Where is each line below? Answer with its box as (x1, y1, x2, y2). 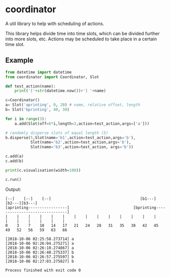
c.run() (5, 177, 22, 182)
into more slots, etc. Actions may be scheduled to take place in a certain (5, 36, 157, 42)
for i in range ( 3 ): (5, 116, 47, 121)
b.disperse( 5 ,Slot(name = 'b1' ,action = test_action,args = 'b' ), (5, 135, 136, 140)
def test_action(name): (5, 83, 56, 89)
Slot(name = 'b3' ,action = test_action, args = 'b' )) (30, 145, 134, 150)
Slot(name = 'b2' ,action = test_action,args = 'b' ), (30, 140, 131, 145)
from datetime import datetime (5, 70, 72, 75)
